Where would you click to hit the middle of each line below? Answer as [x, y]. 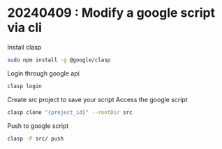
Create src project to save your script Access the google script [97, 99]
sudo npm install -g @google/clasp [59, 60]
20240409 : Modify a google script [111, 13]
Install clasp [24, 47]
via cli [24, 28]
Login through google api [44, 73]
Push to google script [38, 126]
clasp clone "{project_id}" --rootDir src [70, 112]
